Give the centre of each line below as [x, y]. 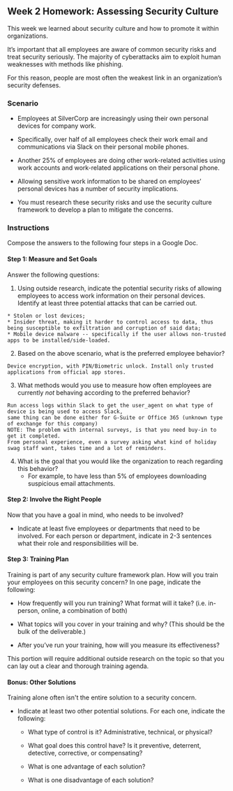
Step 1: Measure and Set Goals [52, 259]
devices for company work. [57, 126]
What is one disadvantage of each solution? [91, 780]
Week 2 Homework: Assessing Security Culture [113, 12]
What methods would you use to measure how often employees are [114, 385]
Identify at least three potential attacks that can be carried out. [107, 303]
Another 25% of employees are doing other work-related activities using [121, 161]
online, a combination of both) [84, 611]
